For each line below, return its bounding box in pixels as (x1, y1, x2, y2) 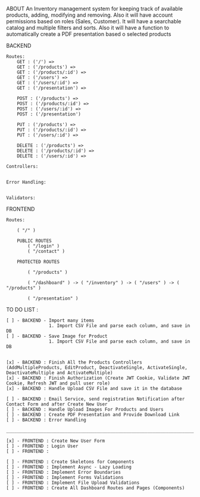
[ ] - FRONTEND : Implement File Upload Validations (6, 480, 140, 486)
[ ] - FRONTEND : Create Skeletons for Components (6, 459, 135, 465)
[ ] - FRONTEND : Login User (6, 443, 79, 449)
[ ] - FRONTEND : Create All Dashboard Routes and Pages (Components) (6, 485, 185, 491)
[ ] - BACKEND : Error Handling (6, 417, 86, 423)
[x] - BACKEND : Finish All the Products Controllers (6, 359, 143, 365)
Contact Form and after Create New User (6, 401, 108, 407)
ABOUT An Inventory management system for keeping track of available (6, 5, 183, 12)
